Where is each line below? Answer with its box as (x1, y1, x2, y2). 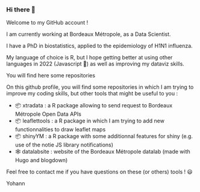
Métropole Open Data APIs (14, 110, 81, 118)
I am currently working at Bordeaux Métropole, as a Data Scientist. (6, 31, 171, 38)
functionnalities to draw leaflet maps (14, 126, 106, 133)
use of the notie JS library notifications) (14, 141, 113, 149)
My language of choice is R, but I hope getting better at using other (6, 54, 173, 61)
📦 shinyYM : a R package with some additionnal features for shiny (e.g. (14, 133, 193, 140)
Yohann (6, 180, 25, 187)
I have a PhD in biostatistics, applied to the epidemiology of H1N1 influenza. (6, 42, 193, 50)
